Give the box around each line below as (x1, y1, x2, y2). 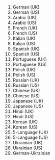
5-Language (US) (12, 134, 48, 140)
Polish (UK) (12, 67, 36, 73)
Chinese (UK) (12, 88, 40, 93)
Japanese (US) (12, 103, 43, 109)
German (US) (12, 9, 40, 15)
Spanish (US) (12, 51, 40, 57)
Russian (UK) (12, 77, 40, 83)
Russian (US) (12, 82, 39, 88)
